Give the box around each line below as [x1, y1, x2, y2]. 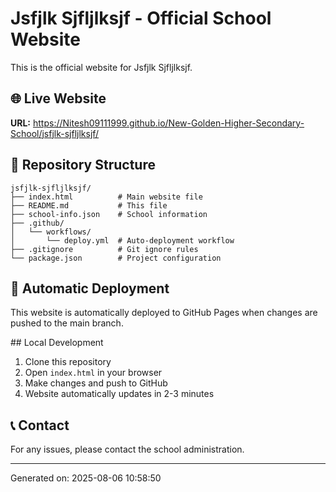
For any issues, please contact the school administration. [10, 443, 245, 456]
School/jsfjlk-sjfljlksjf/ [10, 127, 100, 139]
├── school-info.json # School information [10, 209, 208, 219]
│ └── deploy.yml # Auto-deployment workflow [10, 235, 235, 246]
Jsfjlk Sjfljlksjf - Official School [10, 7, 272, 30]
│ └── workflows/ [10, 227, 92, 237]
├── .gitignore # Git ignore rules [10, 244, 199, 254]
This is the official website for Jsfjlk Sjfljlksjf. [10, 61, 193, 73]
